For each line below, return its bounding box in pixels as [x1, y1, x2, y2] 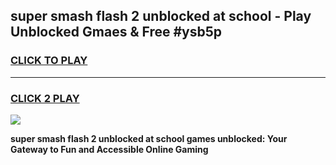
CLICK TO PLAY [10, 54, 88, 68]
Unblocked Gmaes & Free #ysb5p [10, 24, 222, 41]
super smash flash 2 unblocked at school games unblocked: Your [10, 132, 288, 144]
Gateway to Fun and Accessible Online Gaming [10, 143, 209, 155]
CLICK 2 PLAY [10, 91, 80, 105]
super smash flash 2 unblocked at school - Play [10, 8, 312, 25]
